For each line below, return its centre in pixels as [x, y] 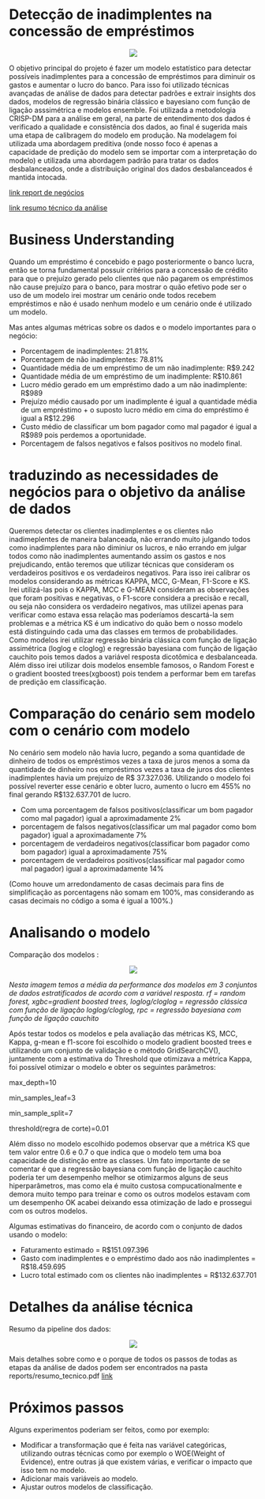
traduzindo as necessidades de [114, 475]
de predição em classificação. [58, 682]
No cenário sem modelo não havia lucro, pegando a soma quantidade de [127, 752]
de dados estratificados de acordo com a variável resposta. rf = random [127, 992]
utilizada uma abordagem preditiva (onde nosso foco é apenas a [114, 143]
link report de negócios [47, 192]
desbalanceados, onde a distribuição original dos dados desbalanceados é [131, 168]
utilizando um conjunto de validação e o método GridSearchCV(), [115, 1050]
